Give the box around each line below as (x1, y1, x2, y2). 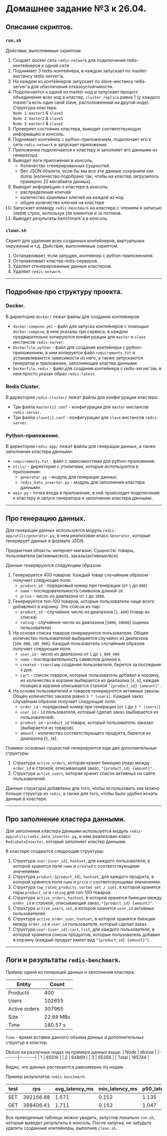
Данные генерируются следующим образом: (5, 563, 102, 568)
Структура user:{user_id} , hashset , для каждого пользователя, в (12, 858, 150, 864)
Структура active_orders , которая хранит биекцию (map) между (12, 760, 150, 766)
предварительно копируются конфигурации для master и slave (12, 333, 146, 340)
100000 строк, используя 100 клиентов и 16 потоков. (12, 210, 122, 216)
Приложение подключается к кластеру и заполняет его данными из (12, 147, 158, 153)
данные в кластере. (5, 796, 48, 802)
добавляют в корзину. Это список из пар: (12, 604, 101, 610)
